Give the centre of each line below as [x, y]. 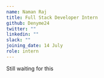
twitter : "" [21, 29]
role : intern [23, 51]
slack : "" [19, 40]
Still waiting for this [30, 68]
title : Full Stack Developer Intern [52, 18]
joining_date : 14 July [35, 46]
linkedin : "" [23, 34]
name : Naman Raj [26, 12]
